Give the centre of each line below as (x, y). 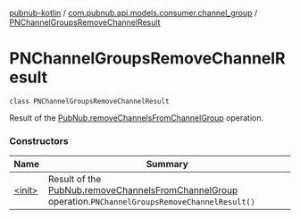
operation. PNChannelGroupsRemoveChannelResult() (152, 202)
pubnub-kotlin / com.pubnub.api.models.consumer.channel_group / (133, 13)
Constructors (39, 140)
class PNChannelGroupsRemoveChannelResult (89, 101)
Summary (167, 164)
